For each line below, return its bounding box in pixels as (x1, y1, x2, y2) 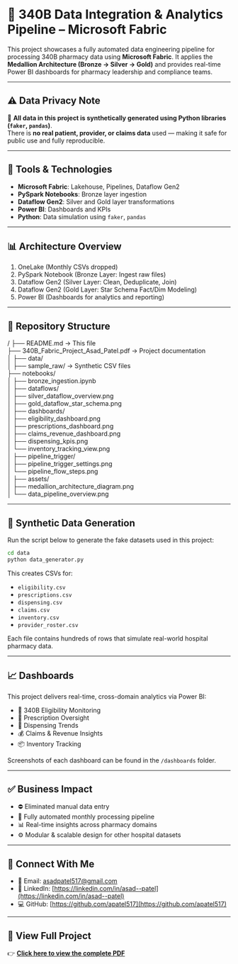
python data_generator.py (7, 556, 84, 563)
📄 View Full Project (7, 929, 91, 942)
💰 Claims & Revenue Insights (17, 728, 103, 737)
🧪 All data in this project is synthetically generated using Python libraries (7, 113, 227, 122)
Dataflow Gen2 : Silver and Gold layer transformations (17, 197, 175, 206)
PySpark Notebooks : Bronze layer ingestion (17, 189, 147, 198)
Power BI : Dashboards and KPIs (17, 205, 111, 214)
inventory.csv (17, 614, 59, 621)
